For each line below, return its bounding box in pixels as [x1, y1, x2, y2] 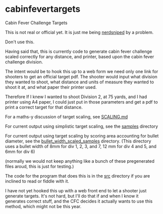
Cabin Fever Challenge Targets [5, 20, 68, 26]
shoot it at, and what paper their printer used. [5, 84, 97, 90]
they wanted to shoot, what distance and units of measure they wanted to [5, 79, 154, 85]
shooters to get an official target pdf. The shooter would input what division [5, 73, 158, 79]
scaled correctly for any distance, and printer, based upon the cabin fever [5, 53, 154, 60]
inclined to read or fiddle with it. [5, 178, 70, 184]
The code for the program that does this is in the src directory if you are [5, 173, 150, 178]
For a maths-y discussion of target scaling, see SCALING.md [5, 113, 128, 119]
